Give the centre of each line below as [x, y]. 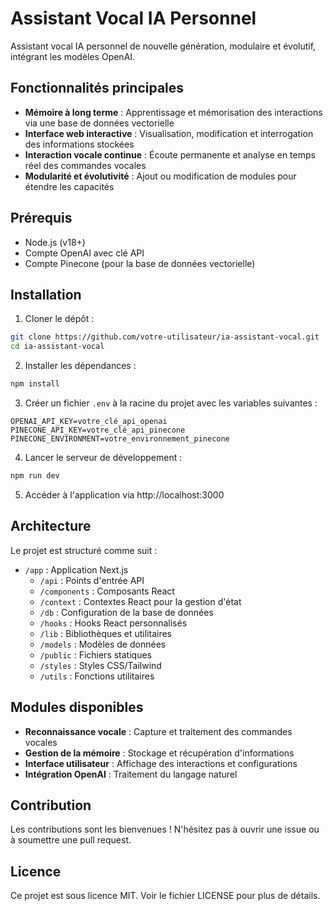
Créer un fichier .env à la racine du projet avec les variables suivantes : [171, 403]
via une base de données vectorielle [99, 123]
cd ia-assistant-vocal [57, 347]
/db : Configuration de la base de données [126, 612]
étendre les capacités [69, 186]
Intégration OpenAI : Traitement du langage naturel [131, 774]
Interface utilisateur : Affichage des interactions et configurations [161, 763]
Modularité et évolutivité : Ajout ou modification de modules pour [160, 176]
